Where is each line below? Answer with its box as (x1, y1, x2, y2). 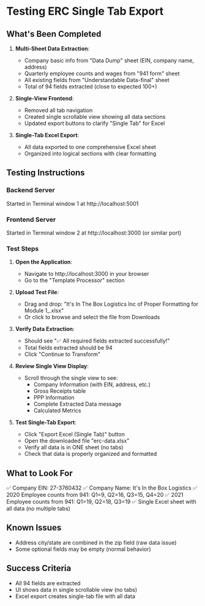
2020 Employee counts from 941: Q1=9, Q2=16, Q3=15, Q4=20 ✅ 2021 (6, 491, 184, 499)
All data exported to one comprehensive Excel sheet (24, 143, 156, 151)
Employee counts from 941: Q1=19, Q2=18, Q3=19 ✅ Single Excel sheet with (6, 498, 197, 506)
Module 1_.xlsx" (24, 307, 64, 314)
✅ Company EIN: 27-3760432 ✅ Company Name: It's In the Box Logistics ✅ (6, 484, 198, 491)
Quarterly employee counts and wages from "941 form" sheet (24, 70, 180, 77)
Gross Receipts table (33, 387, 86, 395)
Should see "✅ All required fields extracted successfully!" (24, 337, 170, 344)
